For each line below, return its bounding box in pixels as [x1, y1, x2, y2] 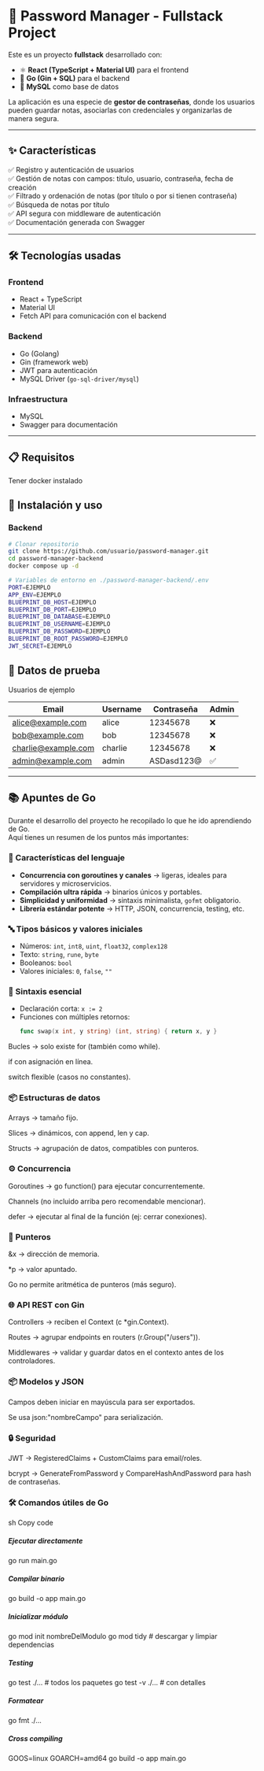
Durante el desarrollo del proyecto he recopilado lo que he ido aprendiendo [8, 816, 251, 826]
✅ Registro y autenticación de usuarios [8, 165, 134, 174]
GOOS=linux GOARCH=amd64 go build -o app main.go [8, 1754, 187, 1763]
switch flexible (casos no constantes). [8, 1072, 131, 1081]
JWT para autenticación [19, 365, 98, 375]
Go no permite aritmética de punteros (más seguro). [8, 1280, 177, 1289]
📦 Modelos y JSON [8, 1377, 84, 1388]
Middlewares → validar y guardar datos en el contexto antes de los [8, 1348, 224, 1357]
